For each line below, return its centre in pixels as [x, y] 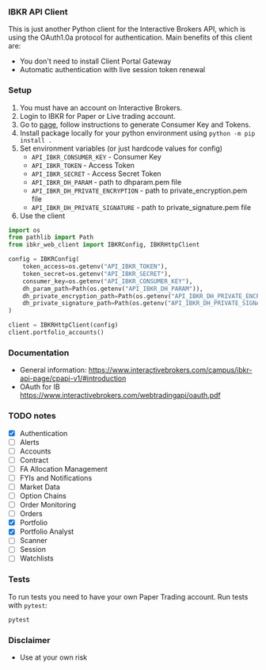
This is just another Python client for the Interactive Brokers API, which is [127, 29]
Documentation [39, 353]
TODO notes [32, 416]
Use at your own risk [53, 657]
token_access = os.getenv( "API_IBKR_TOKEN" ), [95, 267]
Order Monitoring [48, 505]
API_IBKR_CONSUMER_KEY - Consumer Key [97, 156]
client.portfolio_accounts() [56, 333]
